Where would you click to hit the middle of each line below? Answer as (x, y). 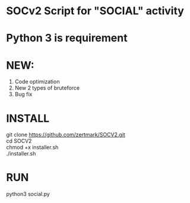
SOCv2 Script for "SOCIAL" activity (95, 11)
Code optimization (37, 82)
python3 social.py (28, 194)
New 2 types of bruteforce (47, 88)
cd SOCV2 (19, 141)
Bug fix (23, 94)
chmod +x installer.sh (32, 147)
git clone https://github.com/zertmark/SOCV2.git (66, 135)
